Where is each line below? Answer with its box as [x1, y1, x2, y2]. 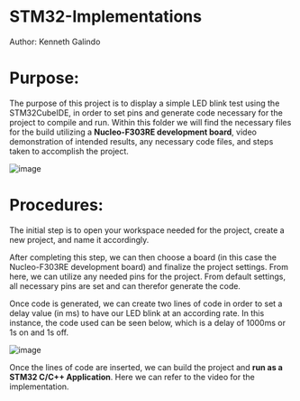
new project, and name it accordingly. [9, 234, 150, 245]
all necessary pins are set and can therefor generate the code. [9, 280, 241, 291]
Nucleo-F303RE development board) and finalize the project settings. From [9, 261, 289, 272]
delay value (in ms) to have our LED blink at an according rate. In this [9, 307, 265, 318]
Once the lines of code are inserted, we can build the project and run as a [9, 361, 284, 372]
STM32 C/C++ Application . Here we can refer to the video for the [9, 371, 255, 382]
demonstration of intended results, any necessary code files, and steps [9, 135, 274, 146]
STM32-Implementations [9, 6, 203, 27]
